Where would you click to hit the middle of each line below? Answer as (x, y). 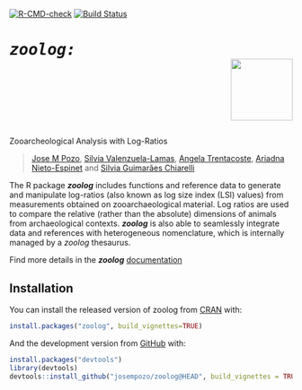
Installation (41, 288)
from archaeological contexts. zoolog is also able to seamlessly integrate (145, 223)
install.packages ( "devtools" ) (66, 360)
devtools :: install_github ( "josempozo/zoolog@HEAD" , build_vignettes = (144, 377)
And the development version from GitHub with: (98, 343)
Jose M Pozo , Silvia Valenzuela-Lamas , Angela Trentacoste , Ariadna (158, 159)
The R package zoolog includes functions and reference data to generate (145, 186)
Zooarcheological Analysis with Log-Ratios (89, 141)
